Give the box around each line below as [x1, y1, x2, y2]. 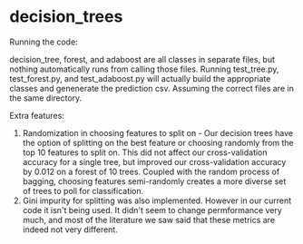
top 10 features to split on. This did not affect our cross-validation [22, 147, 268, 158]
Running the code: [9, 36, 79, 47]
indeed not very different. [22, 224, 118, 235]
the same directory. [9, 93, 83, 103]
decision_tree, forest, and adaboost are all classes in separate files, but [9, 54, 275, 64]
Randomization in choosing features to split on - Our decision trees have [22, 127, 293, 138]
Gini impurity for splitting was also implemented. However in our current [22, 195, 292, 206]
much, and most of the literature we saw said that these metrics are [22, 214, 275, 225]
